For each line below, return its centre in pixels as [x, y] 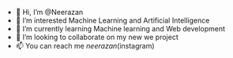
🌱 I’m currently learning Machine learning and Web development [120, 29]
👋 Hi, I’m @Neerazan [49, 12]
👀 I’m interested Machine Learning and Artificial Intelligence [113, 20]
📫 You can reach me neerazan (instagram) [85, 46]
